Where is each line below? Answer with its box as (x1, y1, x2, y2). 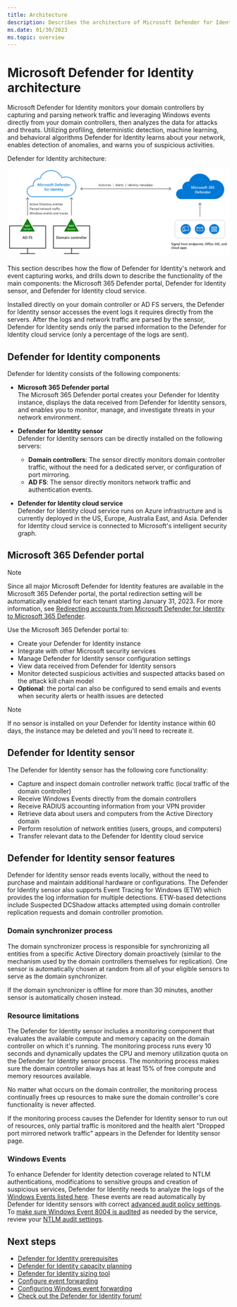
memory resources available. (7, 1072, 92, 1081)
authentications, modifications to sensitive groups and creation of (7, 1178, 198, 1186)
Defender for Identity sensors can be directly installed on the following (17, 434, 223, 442)
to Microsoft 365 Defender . (7, 612, 86, 620)
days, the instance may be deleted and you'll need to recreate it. (7, 727, 194, 735)
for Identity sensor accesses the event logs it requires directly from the (7, 308, 214, 317)
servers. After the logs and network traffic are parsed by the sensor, (7, 315, 205, 324)
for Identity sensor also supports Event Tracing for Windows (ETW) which (7, 886, 221, 894)
